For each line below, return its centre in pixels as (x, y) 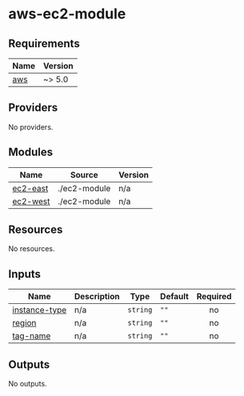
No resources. (32, 249)
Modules (31, 152)
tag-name (32, 336)
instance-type (40, 310)
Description (97, 297)
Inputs (25, 274)
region (24, 323)
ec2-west (31, 201)
